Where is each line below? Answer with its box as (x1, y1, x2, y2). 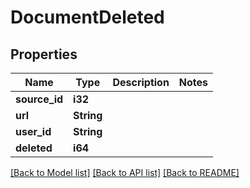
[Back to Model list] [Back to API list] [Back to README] (10, 167, 240, 178)
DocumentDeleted (10, 6, 165, 29)
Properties (10, 46, 78, 63)
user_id (15, 125, 52, 138)
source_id (15, 92, 64, 106)
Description (112, 76, 170, 89)
